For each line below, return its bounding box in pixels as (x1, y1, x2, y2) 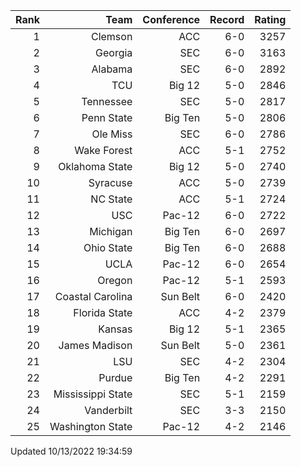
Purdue (98, 371, 133, 384)
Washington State (49, 420, 133, 433)
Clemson (90, 30, 133, 43)
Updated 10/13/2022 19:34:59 (10, 445, 133, 457)
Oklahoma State (58, 160, 133, 173)
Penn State (81, 111, 133, 124)
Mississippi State (53, 387, 133, 401)
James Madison (58, 339, 133, 352)
